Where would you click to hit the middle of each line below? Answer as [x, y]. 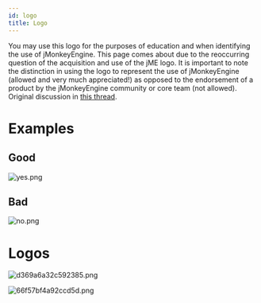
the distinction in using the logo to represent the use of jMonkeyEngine [124, 71]
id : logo [23, 16]
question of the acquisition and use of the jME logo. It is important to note [128, 62]
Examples [41, 128]
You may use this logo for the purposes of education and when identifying [129, 45]
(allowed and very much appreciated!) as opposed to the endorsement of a [131, 80]
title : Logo [28, 23]
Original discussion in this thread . [63, 96]
